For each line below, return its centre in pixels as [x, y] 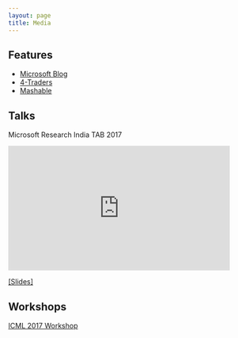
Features [30, 55]
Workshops [38, 307]
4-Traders [36, 82]
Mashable [36, 91]
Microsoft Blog [43, 74]
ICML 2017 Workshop [43, 325]
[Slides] [21, 282]
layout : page [30, 15]
